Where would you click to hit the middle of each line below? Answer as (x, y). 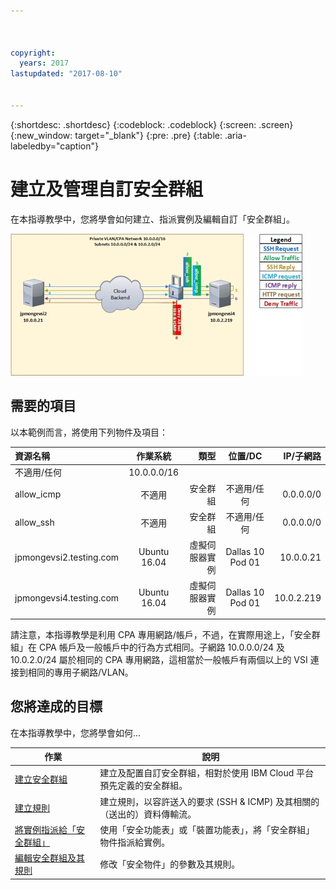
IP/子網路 (302, 456)
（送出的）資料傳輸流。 (148, 814)
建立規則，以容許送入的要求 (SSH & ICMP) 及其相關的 (209, 801)
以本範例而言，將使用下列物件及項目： (89, 432)
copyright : (33, 53)
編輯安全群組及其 (49, 858)
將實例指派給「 (45, 829)
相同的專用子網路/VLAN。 (80, 672)
